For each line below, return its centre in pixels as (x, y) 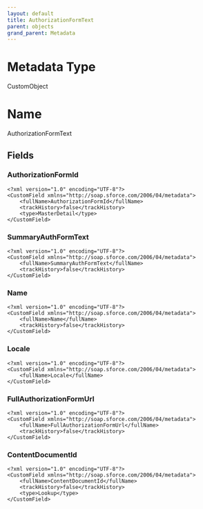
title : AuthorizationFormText (51, 20)
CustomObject (28, 87)
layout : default (30, 14)
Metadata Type (51, 67)
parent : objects (30, 26)
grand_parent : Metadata (41, 33)
